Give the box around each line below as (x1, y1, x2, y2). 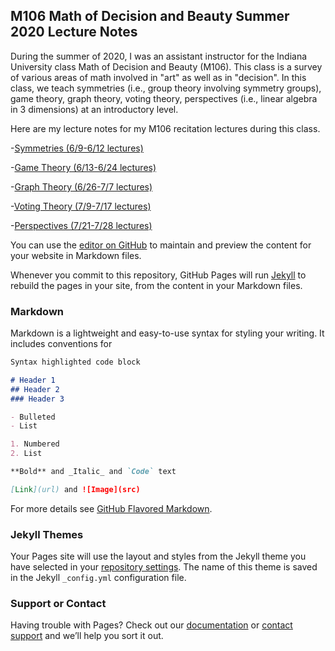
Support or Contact (10, 597, 107, 611)
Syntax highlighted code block (10, 357, 141, 368)
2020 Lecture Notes (10, 24, 138, 41)
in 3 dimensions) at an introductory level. (10, 103, 179, 115)
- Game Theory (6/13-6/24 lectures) (10, 161, 157, 173)
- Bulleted (10, 412, 56, 422)
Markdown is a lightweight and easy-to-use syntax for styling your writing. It (10, 327, 325, 339)
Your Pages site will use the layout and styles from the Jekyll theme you (10, 550, 307, 563)
